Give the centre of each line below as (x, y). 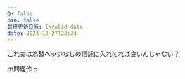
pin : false (23, 20)
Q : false (20, 14)
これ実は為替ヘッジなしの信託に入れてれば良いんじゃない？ (94, 54)
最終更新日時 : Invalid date (45, 27)
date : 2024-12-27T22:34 (42, 33)
